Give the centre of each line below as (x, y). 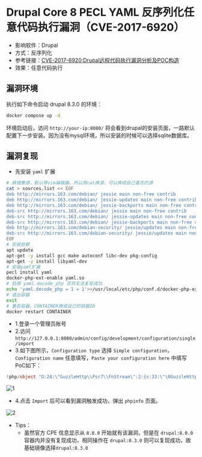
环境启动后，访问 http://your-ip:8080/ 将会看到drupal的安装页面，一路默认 (101, 127)
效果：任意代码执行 (39, 67)
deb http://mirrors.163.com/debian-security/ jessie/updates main (91, 228)
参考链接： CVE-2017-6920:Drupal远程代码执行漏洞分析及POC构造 (97, 60)
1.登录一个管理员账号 (41, 324)
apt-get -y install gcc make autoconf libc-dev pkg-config (82, 256)
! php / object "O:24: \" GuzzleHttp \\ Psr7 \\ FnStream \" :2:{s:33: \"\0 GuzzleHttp (102, 377)
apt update (20, 250)
